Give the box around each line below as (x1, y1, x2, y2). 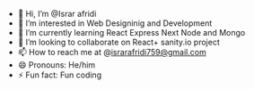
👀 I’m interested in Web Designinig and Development (17, 18, 213, 28)
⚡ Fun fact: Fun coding (17, 69, 101, 80)
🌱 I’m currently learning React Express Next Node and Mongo (17, 28, 246, 37)
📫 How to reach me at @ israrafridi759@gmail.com (17, 47, 206, 57)
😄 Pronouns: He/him (17, 60, 96, 70)
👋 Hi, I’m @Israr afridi (17, 9, 97, 19)
